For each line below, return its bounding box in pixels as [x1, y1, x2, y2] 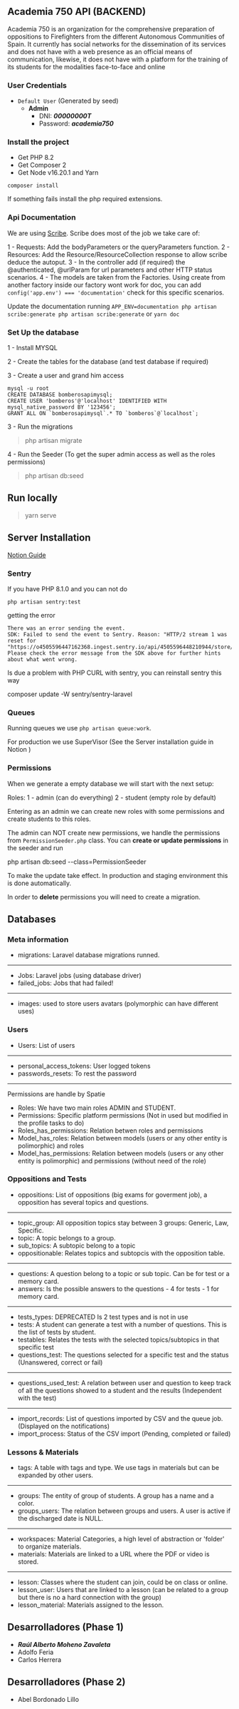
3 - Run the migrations [7, 422, 73, 431]
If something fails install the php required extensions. [7, 195, 163, 203]
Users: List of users [17, 1041, 75, 1049]
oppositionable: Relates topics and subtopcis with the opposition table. [17, 1248, 225, 1257]
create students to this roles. [7, 815, 91, 823]
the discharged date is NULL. [17, 1514, 104, 1523]
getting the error [7, 611, 55, 619]
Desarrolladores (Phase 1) [7, 1621, 124, 1633]
